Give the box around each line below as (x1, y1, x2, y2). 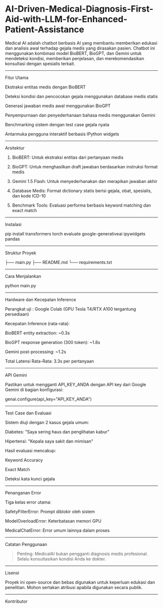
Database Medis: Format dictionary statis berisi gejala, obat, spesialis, (12, 188, 152, 194)
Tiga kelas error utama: (5, 499, 52, 505)
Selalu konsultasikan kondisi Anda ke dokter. (16, 556, 106, 561)
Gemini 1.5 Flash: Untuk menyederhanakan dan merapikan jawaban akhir (12, 178, 158, 184)
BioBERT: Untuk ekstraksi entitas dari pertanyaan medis (12, 154, 124, 160)
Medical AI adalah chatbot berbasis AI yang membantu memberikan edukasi (5, 40, 158, 46)
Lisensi (5, 570, 19, 575)
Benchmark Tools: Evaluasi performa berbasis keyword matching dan (12, 202, 151, 208)
